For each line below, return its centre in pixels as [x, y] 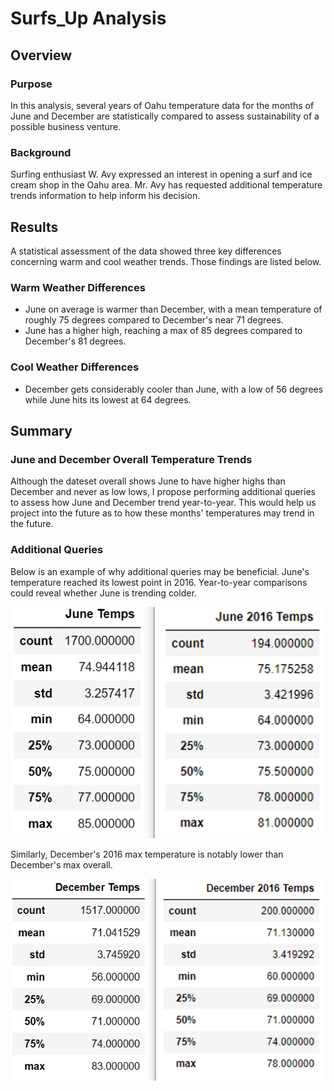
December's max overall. [61, 865]
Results [34, 227]
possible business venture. [66, 126]
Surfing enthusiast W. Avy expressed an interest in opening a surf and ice [161, 174]
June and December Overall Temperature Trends [131, 459]
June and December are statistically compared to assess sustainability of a [165, 116]
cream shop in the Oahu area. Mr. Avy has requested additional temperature [166, 185]
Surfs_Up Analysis [88, 18]
